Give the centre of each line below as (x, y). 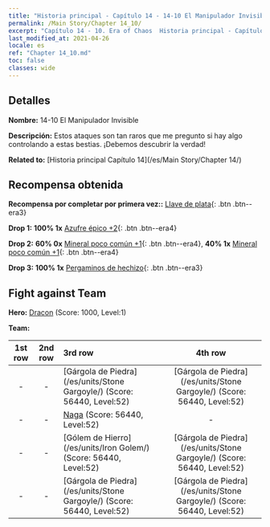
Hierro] (118, 438)
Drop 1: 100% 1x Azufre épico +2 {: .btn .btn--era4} (93, 228)
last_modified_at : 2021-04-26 (59, 38)
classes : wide (32, 68)
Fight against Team (57, 293)
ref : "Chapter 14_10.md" (50, 53)
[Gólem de (83, 438)
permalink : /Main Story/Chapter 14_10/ (75, 23)
